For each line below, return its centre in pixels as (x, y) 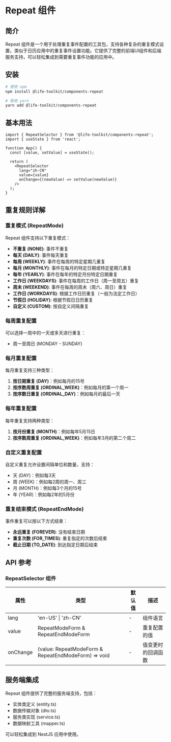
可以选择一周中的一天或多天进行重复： (45, 333)
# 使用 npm (16, 87)
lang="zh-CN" (33, 171)
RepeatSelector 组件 (31, 578)
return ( (19, 162)
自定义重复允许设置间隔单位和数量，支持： (50, 464)
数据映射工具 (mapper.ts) (39, 723)
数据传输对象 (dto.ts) (34, 710)
